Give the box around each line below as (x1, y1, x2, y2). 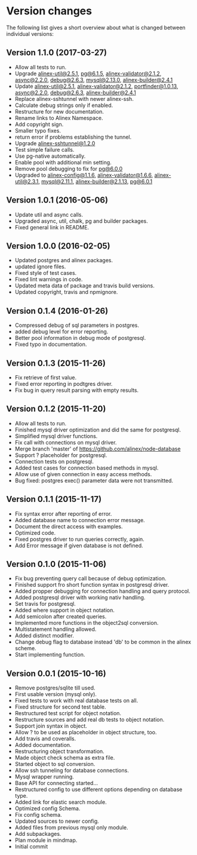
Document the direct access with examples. (14, 523, 123, 530)
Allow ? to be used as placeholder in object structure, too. (14, 729, 157, 736)
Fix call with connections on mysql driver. (14, 439, 117, 446)
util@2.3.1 (14, 177, 39, 185)
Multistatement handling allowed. (14, 626, 97, 633)
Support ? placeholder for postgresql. (14, 451, 107, 458)
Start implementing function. (14, 651, 85, 658)
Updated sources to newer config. (14, 817, 100, 825)
